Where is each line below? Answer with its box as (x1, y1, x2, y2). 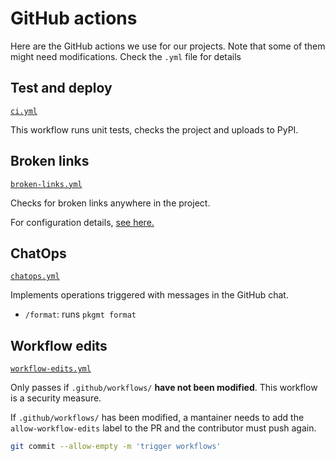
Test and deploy (10, 80, 113, 97)
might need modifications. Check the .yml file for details (10, 50, 242, 62)
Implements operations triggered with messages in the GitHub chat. (10, 289, 289, 301)
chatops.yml (10, 272, 60, 282)
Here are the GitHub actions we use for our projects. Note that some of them (10, 40, 326, 52)
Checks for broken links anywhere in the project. (10, 197, 211, 209)
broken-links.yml (10, 179, 83, 189)
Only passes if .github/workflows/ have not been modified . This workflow (10, 382, 318, 394)
